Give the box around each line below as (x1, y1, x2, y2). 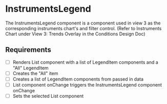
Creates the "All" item (12, 70, 58, 76)
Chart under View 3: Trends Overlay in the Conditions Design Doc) (5, 31, 145, 37)
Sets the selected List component (12, 93, 83, 99)
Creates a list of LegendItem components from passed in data (12, 76, 144, 82)
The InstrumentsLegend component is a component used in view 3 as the (5, 20, 161, 26)
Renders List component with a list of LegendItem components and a (12, 59, 159, 65)
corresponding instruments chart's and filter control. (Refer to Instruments (5, 25, 162, 31)
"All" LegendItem (12, 65, 49, 71)
